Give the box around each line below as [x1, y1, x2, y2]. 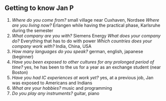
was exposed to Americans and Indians [11, 80, 93, 86]
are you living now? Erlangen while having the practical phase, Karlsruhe [11, 22, 161, 28]
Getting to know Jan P [4, 4, 74, 12]
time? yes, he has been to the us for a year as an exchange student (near [11, 64, 161, 70]
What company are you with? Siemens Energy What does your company [11, 33, 161, 38]
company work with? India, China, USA [11, 43, 92, 49]
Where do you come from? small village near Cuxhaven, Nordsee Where [11, 17, 160, 23]
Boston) [11, 69, 28, 75]
